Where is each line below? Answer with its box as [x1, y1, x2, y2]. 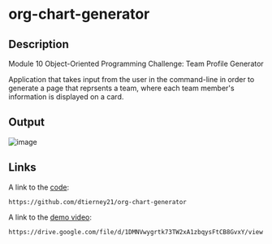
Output [8, 115, 45, 129]
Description [8, 37, 69, 51]
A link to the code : [8, 182, 70, 192]
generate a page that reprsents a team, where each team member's [8, 83, 235, 93]
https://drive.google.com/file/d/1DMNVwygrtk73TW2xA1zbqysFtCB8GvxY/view [8, 228, 264, 236]
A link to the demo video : [8, 212, 92, 222]
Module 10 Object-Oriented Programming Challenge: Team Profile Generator [8, 59, 264, 68]
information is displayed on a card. [8, 92, 124, 102]
